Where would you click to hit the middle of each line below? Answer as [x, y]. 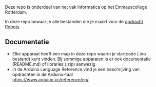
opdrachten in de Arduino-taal [42, 74]
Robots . [13, 27]
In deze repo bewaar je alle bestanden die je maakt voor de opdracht [74, 22]
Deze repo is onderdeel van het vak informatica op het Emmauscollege [76, 7]
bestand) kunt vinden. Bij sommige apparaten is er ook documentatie [81, 59]
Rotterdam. [16, 12]
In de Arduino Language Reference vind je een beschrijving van [76, 69]
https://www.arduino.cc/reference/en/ [50, 79]
